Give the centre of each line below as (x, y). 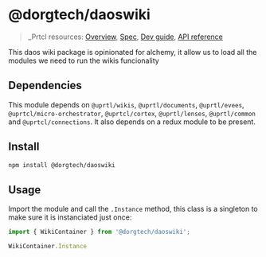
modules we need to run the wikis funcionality (84, 60)
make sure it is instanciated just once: (70, 217)
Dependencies (45, 86)
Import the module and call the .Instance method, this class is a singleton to (133, 209)
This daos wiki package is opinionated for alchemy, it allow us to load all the (133, 52)
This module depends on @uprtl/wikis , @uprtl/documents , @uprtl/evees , (126, 104)
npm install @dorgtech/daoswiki (62, 165)
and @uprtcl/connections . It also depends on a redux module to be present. (132, 122)
